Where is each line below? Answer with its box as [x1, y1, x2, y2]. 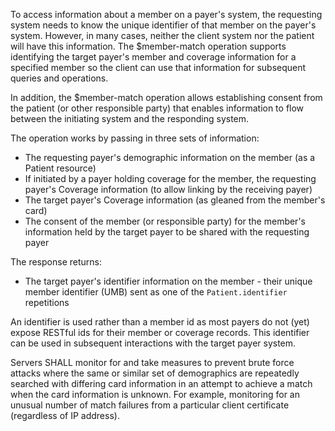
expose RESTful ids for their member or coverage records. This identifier [10, 327, 310, 338]
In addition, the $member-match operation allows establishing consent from [10, 92, 323, 103]
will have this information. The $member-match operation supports [10, 40, 287, 52]
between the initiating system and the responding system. [10, 113, 250, 124]
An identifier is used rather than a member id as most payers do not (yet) [10, 316, 310, 328]
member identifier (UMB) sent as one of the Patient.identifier [24, 286, 288, 298]
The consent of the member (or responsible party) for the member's [24, 215, 306, 227]
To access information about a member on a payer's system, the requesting [10, 9, 323, 20]
